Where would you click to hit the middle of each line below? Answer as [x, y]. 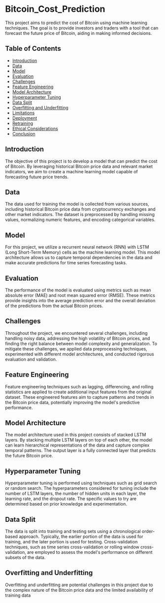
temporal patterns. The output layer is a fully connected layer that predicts [81, 450]
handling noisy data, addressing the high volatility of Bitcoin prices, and [78, 338]
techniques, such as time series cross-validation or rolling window [72, 547]
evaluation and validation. [31, 359]
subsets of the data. [25, 558]
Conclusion [24, 133]
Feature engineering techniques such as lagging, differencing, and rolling [79, 386]
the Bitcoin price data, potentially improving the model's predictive [72, 402]
